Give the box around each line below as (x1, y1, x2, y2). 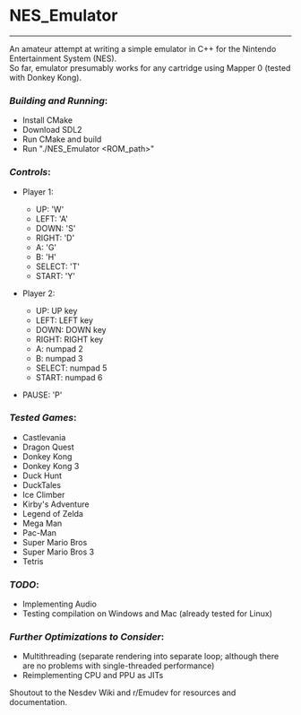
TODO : (9, 578, 39, 590)
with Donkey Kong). (9, 72, 82, 83)
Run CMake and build (21, 134, 102, 144)
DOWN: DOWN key (35, 324, 107, 335)
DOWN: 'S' (35, 222, 76, 233)
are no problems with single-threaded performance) (21, 660, 215, 671)
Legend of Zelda (21, 508, 83, 519)
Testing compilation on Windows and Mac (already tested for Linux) (21, 608, 273, 619)
